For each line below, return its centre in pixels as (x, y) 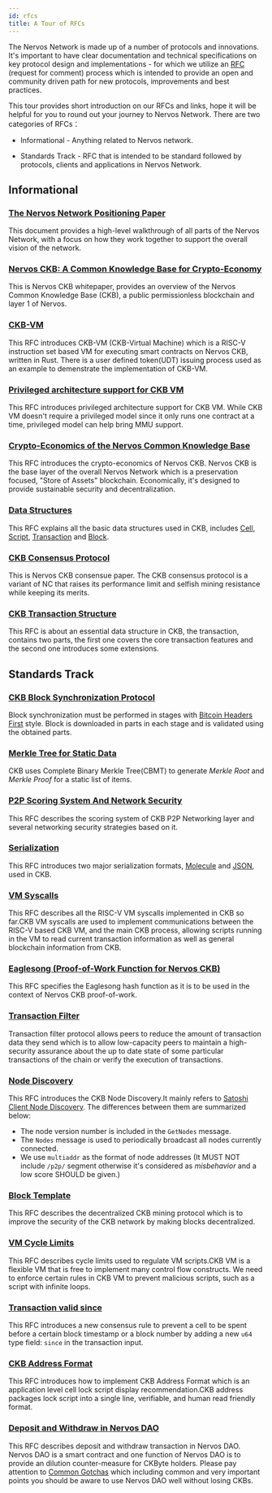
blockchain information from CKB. (65, 948)
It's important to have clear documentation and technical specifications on (133, 55)
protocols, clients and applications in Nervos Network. (111, 164)
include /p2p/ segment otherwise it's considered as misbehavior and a (138, 1166)
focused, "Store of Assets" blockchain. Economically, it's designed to (124, 481)
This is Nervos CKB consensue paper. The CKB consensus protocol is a (128, 575)
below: (19, 1116)
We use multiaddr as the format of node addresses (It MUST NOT (130, 1158)
